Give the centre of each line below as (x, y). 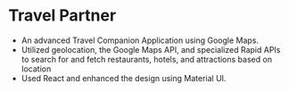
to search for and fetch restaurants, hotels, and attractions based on (147, 59)
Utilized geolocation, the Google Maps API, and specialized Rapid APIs (151, 49)
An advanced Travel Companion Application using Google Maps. (140, 40)
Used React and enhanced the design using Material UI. (124, 78)
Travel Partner (62, 16)
